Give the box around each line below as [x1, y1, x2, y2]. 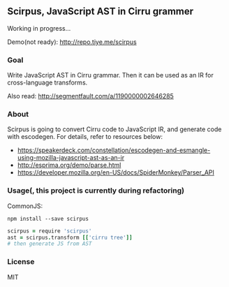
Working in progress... [7, 24, 71, 32]
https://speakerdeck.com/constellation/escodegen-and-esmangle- [17, 146, 211, 154]
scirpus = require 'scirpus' [7, 227, 92, 235]
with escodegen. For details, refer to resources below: [7, 133, 163, 141]
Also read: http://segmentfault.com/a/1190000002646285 [7, 92, 175, 101]
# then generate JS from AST [7, 240, 92, 247]
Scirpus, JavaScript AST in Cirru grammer [7, 6, 194, 17]
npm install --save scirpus [7, 215, 89, 222]
